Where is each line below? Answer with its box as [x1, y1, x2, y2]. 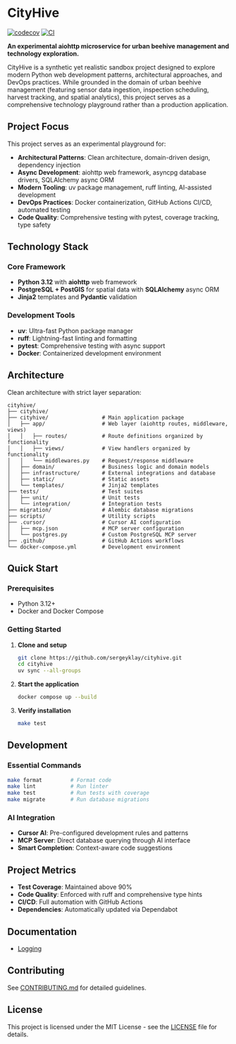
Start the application [17, 680, 80, 688]
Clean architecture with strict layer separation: [7, 388, 142, 396]
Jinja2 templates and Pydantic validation [17, 293, 137, 301]
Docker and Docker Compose [17, 607, 104, 615]
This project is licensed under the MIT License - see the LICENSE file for [7, 1022, 217, 1031]
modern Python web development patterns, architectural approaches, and [7, 70, 223, 79]
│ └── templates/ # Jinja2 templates [7, 482, 159, 489]
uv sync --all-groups [17, 667, 81, 674]
